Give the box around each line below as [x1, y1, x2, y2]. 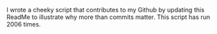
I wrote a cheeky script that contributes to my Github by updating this [6, 6, 205, 14]
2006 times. [6, 20, 41, 28]
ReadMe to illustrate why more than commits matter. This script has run [6, 13, 211, 21]
